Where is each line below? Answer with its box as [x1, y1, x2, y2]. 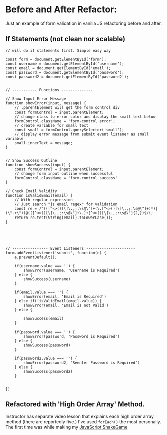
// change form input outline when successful [14, 171, 113, 176]
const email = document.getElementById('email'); [5, 65, 111, 71]
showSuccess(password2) [23, 369, 73, 374]
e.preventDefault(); [14, 255, 57, 260]
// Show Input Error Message [5, 96, 66, 101]
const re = [14, 206, 37, 211]
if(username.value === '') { [14, 263, 75, 268]
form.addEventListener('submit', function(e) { [5, 250, 107, 255]
